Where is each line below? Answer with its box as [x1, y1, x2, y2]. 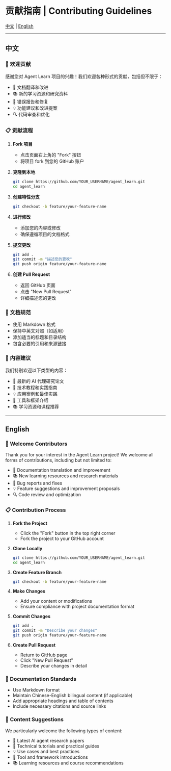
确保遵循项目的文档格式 [20, 231, 70, 237]
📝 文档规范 [5, 309, 32, 316]
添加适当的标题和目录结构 [12, 334, 67, 340]
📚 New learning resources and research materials [12, 473, 119, 479]
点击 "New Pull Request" [20, 289, 72, 295]
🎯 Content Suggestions [5, 716, 64, 723]
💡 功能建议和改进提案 [12, 105, 58, 111]
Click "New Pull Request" [20, 657, 74, 663]
